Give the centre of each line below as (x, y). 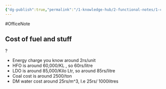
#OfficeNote (18, 24)
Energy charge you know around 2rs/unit (54, 60)
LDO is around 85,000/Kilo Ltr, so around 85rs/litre (63, 71)
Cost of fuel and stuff (39, 39)
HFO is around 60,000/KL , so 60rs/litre (52, 66)
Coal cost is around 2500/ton (42, 76)
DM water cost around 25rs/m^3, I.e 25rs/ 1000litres (65, 81)
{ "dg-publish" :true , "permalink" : (40, 10)
